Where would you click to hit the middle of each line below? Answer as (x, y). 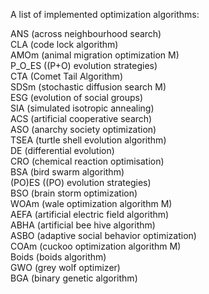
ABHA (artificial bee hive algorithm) (83, 225)
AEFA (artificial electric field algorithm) (90, 214)
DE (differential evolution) (62, 150)
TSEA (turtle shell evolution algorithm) (88, 140)
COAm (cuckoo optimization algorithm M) (96, 246)
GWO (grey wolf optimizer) (65, 267)
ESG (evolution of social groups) (77, 97)
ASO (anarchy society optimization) (83, 129)
